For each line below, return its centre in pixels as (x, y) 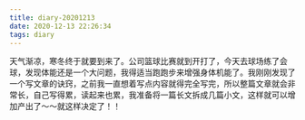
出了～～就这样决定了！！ (73, 106)
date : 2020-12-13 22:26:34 (60, 26)
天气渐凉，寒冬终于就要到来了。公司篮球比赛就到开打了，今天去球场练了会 (148, 61)
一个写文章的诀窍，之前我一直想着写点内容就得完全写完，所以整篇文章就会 (148, 84)
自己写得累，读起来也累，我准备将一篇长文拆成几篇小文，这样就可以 (160, 95)
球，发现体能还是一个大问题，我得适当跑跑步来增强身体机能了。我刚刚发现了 (152, 72)
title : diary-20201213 (52, 18)
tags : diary (32, 34)
